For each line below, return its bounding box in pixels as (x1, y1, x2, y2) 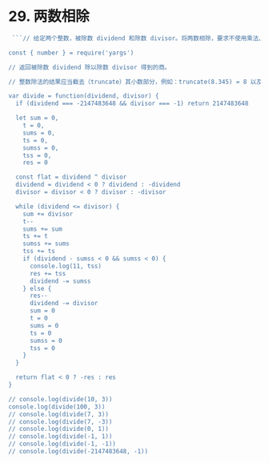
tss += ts (22, 248, 56, 256)
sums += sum (22, 225, 62, 233)
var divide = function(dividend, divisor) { (8, 92, 159, 100)
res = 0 (22, 159, 48, 167)
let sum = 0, (15, 114, 59, 123)
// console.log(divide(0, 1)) (8, 425, 110, 433)
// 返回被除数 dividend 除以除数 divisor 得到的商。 (8, 63, 171, 71)
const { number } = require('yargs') (8, 49, 134, 57)
